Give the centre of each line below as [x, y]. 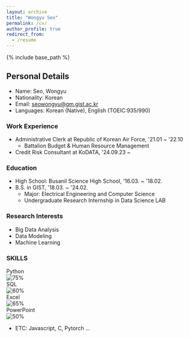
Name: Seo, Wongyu [41, 91]
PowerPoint [21, 310]
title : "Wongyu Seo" [32, 18]
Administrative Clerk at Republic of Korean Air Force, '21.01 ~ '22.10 [99, 140]
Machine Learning [38, 242]
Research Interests [35, 216]
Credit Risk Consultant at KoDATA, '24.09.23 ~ [73, 152]
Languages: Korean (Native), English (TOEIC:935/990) [83, 110]
